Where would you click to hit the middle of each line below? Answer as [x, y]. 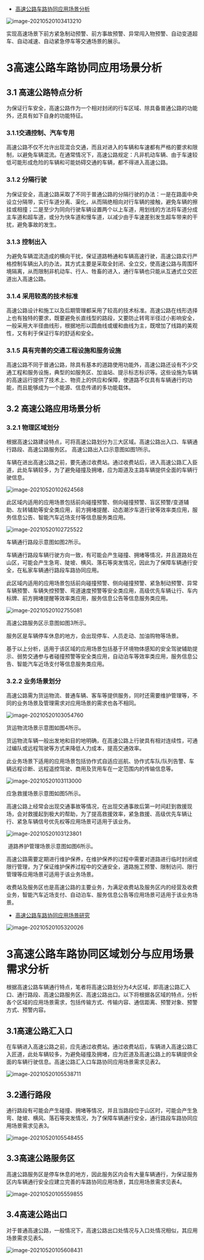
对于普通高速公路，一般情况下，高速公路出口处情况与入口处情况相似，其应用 [102, 1230]
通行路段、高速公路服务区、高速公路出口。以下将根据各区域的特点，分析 [107, 995]
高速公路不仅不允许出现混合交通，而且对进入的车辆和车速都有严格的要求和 [99, 147]
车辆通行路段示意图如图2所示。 [45, 542]
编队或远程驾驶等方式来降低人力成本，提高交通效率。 [78, 748]
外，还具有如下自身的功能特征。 [46, 115]
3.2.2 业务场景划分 [34, 681]
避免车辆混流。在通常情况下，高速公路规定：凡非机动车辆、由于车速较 [110, 155]
